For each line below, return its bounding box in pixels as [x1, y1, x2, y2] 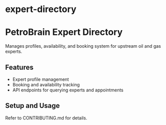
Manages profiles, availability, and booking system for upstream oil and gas [5, 43, 161, 49]
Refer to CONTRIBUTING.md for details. [5, 114, 88, 121]
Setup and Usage [5, 101, 60, 110]
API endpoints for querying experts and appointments [12, 87, 124, 93]
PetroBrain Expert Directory [5, 27, 123, 38]
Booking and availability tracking [12, 81, 80, 87]
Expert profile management [12, 76, 69, 82]
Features [5, 63, 34, 71]
